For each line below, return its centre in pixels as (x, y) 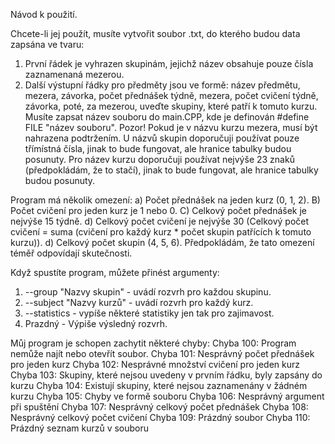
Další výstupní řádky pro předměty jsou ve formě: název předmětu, (162, 85)
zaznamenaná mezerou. (74, 74)
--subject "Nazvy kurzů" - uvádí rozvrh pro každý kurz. (139, 302)
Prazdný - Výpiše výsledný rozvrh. (96, 323)
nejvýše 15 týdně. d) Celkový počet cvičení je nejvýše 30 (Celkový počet (160, 221)
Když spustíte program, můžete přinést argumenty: (115, 272)
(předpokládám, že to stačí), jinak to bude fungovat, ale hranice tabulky (171, 170)
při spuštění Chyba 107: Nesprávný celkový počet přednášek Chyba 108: (159, 407)
